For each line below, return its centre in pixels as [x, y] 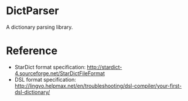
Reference [32, 51]
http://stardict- [105, 67]
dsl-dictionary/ [32, 92]
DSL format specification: [45, 79]
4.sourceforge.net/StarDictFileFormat [60, 73]
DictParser [33, 11]
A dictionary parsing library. [40, 27]
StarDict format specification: [50, 67]
